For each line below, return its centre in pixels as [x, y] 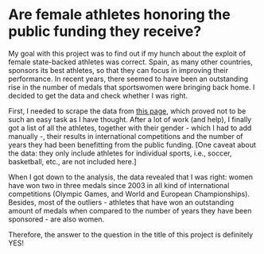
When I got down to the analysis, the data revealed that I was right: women [130, 177]
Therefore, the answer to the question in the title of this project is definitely [131, 234]
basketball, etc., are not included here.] [72, 161]
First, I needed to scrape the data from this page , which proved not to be [127, 111]
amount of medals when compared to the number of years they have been [130, 210]
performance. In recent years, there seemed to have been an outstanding [128, 79]
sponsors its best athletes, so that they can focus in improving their [118, 70]
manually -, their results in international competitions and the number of [126, 136]
